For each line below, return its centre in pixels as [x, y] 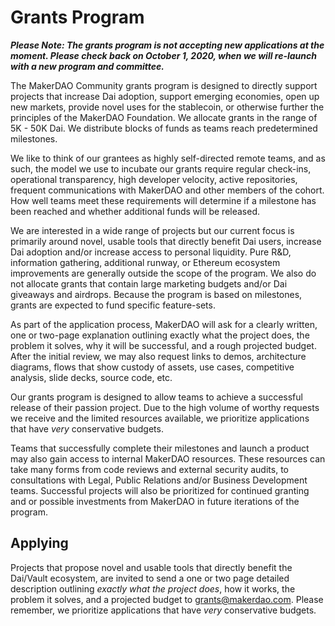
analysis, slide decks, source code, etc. [91, 377]
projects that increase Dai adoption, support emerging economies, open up [165, 96]
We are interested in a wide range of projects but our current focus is [152, 230]
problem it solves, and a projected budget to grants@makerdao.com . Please [167, 599]
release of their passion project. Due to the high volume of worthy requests [165, 407]
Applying [39, 543]
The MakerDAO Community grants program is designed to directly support [164, 85]
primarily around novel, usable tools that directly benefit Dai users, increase [166, 241]
